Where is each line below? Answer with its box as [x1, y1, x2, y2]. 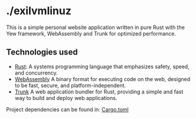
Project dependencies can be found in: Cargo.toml [6, 105, 129, 113]
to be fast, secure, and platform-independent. [14, 82, 126, 89]
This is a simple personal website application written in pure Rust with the [6, 24, 185, 31]
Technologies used [6, 47, 78, 57]
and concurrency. [14, 69, 58, 76]
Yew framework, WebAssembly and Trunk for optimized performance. [6, 30, 176, 37]
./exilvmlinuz [6, 4, 72, 18]
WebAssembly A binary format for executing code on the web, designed [14, 75, 191, 82]
